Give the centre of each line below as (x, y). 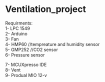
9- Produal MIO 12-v (26, 75)
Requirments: (19, 23)
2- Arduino (16, 33)
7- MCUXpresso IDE (26, 64)
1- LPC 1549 (17, 28)
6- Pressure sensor (25, 55)
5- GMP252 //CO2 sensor (32, 49)
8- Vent (13, 70)
